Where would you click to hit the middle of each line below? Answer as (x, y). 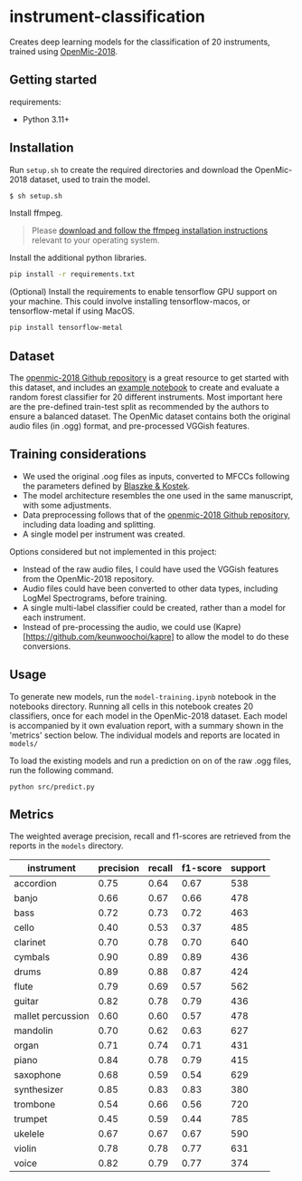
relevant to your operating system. (95, 240)
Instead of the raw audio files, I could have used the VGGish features (150, 569)
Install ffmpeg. (36, 213)
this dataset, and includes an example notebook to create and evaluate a (145, 387)
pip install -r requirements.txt (72, 275)
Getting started (53, 80)
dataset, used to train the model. (90, 179)
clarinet (30, 943)
